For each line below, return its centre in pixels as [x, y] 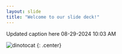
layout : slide [24, 11]
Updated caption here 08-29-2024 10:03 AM [61, 33]
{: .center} [49, 45]
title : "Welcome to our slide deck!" [53, 17]
